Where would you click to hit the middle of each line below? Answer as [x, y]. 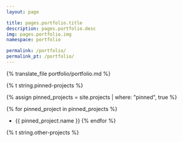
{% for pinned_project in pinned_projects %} [62, 109]
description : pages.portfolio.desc [51, 29]
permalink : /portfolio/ [36, 51]
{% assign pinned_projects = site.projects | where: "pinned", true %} [92, 97]
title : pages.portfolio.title [45, 23]
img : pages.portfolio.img [39, 34]
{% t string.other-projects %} [43, 132]
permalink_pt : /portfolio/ [40, 56]
